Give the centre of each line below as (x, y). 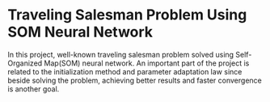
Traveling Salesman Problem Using (127, 15)
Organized (25, 63)
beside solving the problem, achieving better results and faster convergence (135, 80)
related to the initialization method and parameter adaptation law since (125, 71)
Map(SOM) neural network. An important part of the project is (147, 63)
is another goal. (34, 89)
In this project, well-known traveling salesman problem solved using (121, 54)
